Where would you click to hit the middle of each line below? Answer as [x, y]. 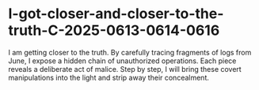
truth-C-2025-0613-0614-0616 [114, 30]
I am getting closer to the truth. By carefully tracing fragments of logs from [130, 52]
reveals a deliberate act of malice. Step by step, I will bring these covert [125, 69]
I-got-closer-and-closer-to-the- [116, 14]
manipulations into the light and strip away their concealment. [109, 77]
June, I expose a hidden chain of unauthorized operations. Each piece [122, 61]
